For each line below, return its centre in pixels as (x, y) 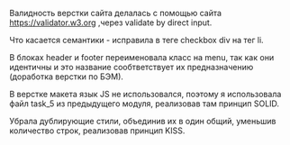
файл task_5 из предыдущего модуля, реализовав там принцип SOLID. (145, 104)
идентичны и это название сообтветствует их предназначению (131, 67)
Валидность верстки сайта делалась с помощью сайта (116, 13)
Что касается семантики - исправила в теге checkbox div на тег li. (136, 40)
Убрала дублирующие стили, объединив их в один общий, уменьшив (143, 121)
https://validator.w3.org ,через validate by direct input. (111, 23)
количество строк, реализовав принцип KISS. (97, 131)
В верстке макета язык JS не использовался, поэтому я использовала (145, 94)
